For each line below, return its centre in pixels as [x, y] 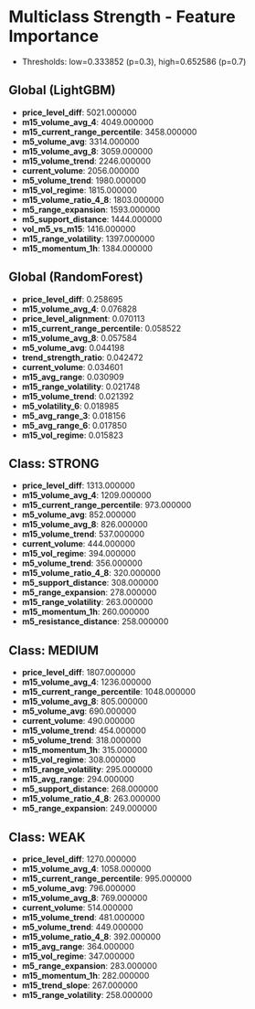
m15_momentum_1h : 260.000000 [85, 612]
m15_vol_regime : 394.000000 [79, 554]
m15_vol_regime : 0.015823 [73, 435]
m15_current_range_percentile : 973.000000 [106, 505]
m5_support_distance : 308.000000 [90, 583]
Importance [54, 36]
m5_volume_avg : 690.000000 [79, 711]
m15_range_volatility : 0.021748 [81, 387]
